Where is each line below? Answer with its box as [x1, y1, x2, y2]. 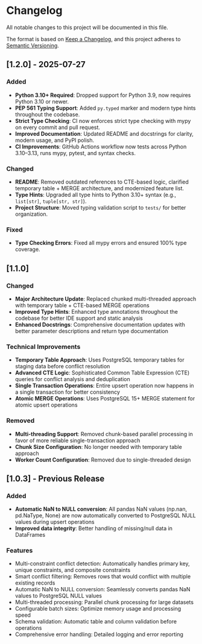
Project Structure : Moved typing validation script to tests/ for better [14, 204, 186, 211]
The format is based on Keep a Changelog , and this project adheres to [6, 35, 181, 42]
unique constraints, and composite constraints [14, 566, 131, 574]
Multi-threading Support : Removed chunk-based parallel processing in [14, 430, 193, 437]
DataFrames [14, 531, 46, 539]
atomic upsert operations [14, 401, 78, 409]
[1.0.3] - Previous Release [6, 473, 105, 483]
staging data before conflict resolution [14, 363, 110, 370]
